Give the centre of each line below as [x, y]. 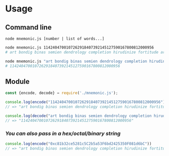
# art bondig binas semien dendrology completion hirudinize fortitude [82, 52]
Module [17, 82]
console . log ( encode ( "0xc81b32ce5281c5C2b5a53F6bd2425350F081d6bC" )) [78, 143]
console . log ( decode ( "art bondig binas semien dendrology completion [78, 116]
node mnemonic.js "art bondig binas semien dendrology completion [76, 61]
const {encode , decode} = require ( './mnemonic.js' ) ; [62, 93]
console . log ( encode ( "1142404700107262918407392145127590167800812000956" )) [86, 102]
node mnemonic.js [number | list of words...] [55, 39]
